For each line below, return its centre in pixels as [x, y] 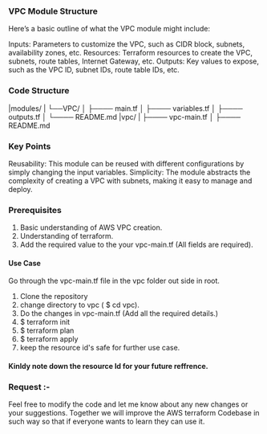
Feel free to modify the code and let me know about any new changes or [128, 404]
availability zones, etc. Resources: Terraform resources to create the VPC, [130, 53]
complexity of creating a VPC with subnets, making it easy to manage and [130, 180]
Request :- [29, 387]
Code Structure [39, 91]
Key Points [30, 146]
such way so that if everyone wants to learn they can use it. [107, 422]
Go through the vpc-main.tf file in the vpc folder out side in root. [114, 281]
